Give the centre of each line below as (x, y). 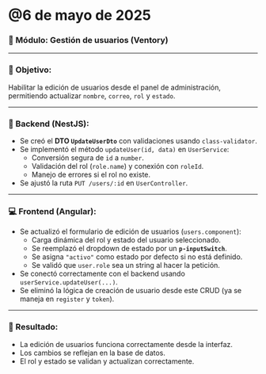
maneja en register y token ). (67, 299)
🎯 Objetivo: (30, 70)
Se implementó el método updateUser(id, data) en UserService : (124, 150)
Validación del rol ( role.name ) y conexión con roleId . (118, 166)
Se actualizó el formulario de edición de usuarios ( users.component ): (130, 231)
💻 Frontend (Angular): (52, 211)
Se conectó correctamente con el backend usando (103, 274)
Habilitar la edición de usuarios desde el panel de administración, (115, 87)
